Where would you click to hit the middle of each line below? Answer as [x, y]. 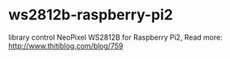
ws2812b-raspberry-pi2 [91, 15]
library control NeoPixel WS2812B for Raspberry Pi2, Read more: [116, 37]
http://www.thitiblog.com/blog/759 [66, 45]
